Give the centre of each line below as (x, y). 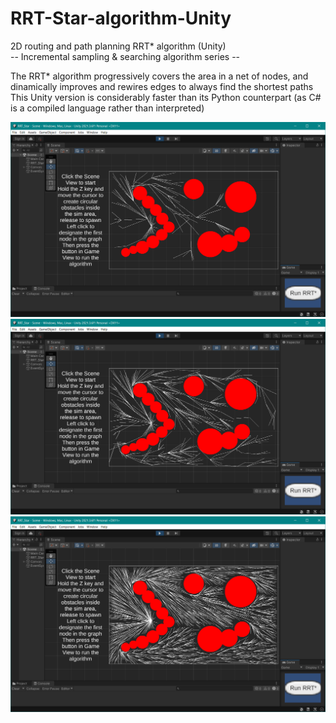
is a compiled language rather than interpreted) (107, 108)
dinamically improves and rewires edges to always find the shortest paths (162, 86)
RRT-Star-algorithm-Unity (121, 18)
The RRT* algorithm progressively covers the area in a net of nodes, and (159, 76)
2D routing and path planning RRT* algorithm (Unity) (118, 46)
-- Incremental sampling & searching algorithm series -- (125, 56)
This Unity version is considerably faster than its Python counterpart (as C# (166, 97)
